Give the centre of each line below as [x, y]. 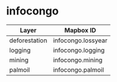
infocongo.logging [79, 50]
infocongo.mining [78, 60]
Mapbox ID [80, 30]
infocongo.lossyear [80, 40]
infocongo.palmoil [79, 69]
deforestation [28, 40]
